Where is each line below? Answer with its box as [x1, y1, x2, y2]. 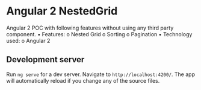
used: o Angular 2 [6, 37, 51, 44]
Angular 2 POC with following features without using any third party [6, 24, 174, 31]
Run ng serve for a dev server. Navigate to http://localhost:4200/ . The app [6, 71, 196, 78]
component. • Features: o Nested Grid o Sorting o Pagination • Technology [6, 30, 193, 37]
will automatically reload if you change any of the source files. [6, 77, 160, 84]
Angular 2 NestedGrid [6, 4, 118, 18]
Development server [6, 54, 85, 65]
